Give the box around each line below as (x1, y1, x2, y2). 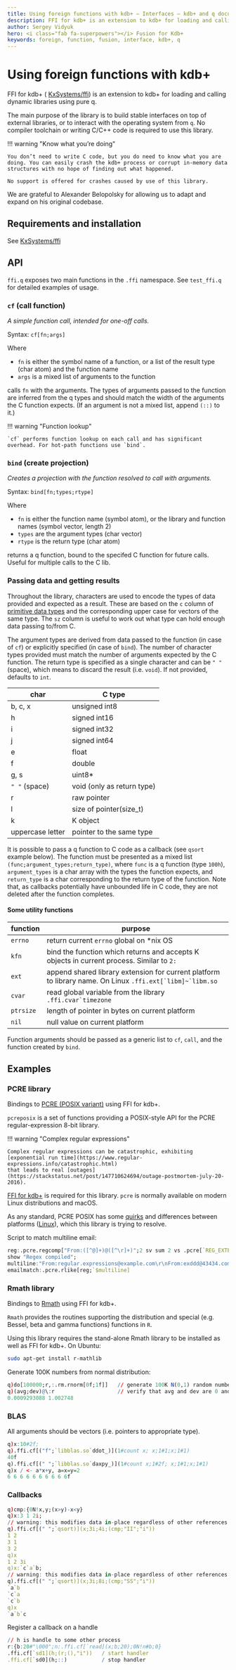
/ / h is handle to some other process (7, 1637, 121, 1644)
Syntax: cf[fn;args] (7, 330, 65, 338)
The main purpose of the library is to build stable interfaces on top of (7, 111, 207, 119)
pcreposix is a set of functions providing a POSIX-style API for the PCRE (7, 1113, 216, 1122)
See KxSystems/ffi (7, 236, 61, 245)
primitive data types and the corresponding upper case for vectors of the (7, 607, 219, 615)
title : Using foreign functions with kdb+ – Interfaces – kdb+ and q (7, 10, 216, 18)
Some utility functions (7, 906, 74, 914)
